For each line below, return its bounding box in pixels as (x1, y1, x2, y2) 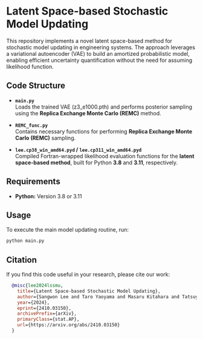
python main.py (6, 238, 45, 244)
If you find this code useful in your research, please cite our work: (6, 271, 170, 278)
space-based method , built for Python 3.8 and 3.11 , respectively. (14, 159, 178, 166)
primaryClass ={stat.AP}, (17, 317, 80, 323)
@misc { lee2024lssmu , (11, 283, 63, 289)
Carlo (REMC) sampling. (14, 134, 76, 141)
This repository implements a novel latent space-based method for (6, 37, 173, 44)
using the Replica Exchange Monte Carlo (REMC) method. (14, 109, 161, 116)
